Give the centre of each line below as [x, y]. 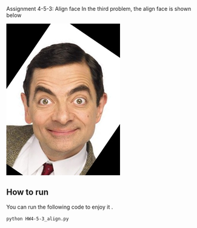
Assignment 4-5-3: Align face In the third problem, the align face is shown [99, 9]
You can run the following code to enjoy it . [60, 207]
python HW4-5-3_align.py [38, 219]
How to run [28, 193]
